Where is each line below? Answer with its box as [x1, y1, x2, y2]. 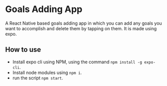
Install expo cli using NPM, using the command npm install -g [12, 59, 142, 65]
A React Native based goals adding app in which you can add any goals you [5, 20, 162, 26]
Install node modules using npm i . [12, 69, 82, 75]
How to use [5, 45, 41, 54]
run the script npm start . [12, 74, 64, 81]
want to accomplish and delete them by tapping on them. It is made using [5, 25, 157, 31]
